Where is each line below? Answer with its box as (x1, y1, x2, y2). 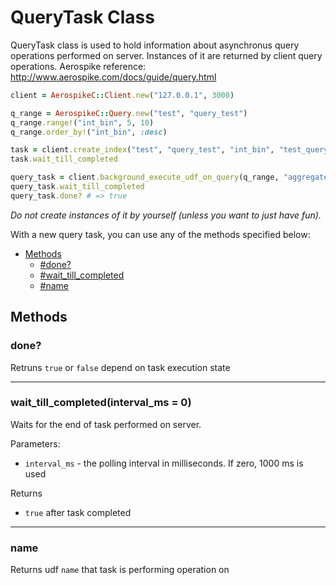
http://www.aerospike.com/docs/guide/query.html (10, 71, 217, 83)
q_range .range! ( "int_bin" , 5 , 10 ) (10, 117, 155, 128)
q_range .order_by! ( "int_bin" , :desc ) (10, 127, 168, 137)
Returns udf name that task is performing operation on (10, 564, 230, 576)
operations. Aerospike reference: (10, 60, 147, 72)
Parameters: (10, 437, 61, 450)
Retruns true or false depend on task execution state (10, 361, 231, 373)
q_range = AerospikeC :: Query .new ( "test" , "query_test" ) (10, 108, 248, 118)
